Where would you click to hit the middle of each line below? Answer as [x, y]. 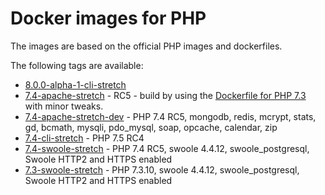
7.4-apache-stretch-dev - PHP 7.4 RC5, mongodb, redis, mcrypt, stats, [170, 116]
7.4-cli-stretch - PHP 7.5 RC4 [84, 138]
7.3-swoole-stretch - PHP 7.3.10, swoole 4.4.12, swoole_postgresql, [162, 169]
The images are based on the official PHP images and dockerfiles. [146, 46]
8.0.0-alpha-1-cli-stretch [75, 84]
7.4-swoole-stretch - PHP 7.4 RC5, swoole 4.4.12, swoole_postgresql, [167, 148]
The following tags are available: [77, 65]
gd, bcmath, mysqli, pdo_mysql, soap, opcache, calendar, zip [151, 127]
